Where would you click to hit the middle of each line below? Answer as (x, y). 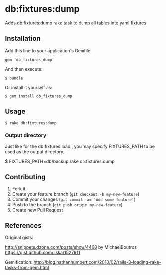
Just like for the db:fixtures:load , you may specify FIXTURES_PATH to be (80, 146)
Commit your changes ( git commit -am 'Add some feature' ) (74, 199)
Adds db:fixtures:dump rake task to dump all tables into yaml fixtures (76, 23)
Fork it (19, 189)
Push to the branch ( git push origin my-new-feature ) (67, 204)
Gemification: (19, 262)
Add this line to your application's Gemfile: (48, 50)
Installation (23, 39)
